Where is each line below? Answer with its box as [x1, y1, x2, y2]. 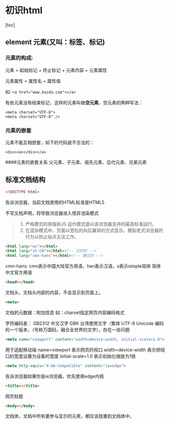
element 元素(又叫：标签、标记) [5, 38, 105, 46]
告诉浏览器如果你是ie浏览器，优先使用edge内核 [5, 373, 105, 379]
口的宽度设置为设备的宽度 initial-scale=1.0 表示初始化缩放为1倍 [5, 353, 136, 359]
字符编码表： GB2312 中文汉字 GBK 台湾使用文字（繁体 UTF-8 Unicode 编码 [5, 320, 164, 326]
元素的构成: [5, 55, 33, 62]
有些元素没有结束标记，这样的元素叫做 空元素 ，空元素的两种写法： [5, 99, 143, 105]
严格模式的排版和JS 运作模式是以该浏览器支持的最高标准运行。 [25, 221, 157, 227]
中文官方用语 [5, 270, 32, 276]
